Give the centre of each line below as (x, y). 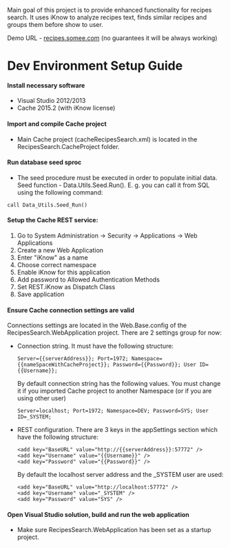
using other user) (42, 398)
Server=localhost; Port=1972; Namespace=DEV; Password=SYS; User (113, 411)
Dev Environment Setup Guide (95, 66)
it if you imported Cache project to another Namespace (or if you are (114, 391)
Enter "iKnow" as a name (52, 257)
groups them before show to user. (55, 25)
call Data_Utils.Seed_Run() (48, 205)
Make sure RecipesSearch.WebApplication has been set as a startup (114, 530)
